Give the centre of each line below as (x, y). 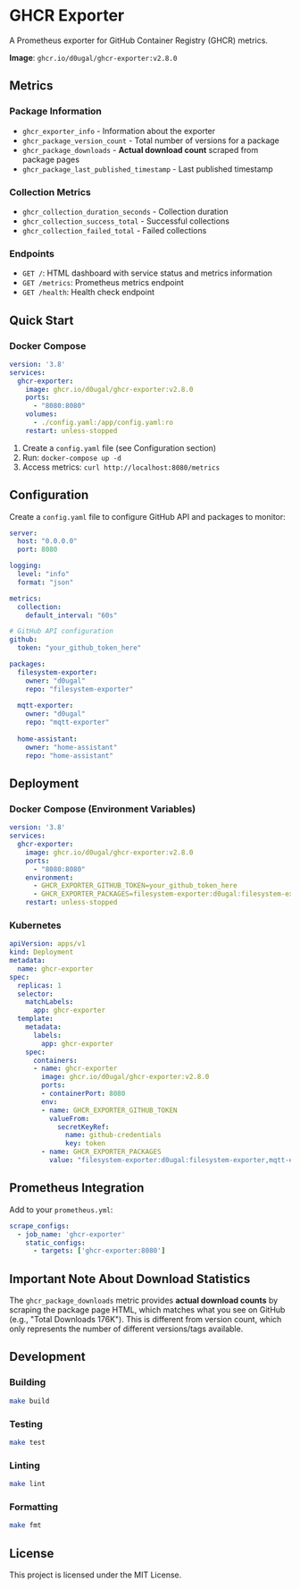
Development (48, 1357)
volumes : (42, 414)
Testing (26, 1423)
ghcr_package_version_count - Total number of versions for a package (150, 140)
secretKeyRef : (83, 1127)
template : (35, 1019)
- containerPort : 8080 (83, 1094)
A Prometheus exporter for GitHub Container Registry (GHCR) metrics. (138, 40)
